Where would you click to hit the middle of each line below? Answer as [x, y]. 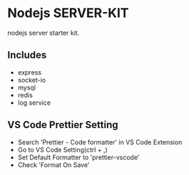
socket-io [32, 80]
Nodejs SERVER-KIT [68, 13]
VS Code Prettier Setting [63, 125]
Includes [27, 55]
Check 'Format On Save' [53, 164]
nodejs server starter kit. [44, 33]
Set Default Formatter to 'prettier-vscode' [79, 157]
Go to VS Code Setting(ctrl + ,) [63, 149]
